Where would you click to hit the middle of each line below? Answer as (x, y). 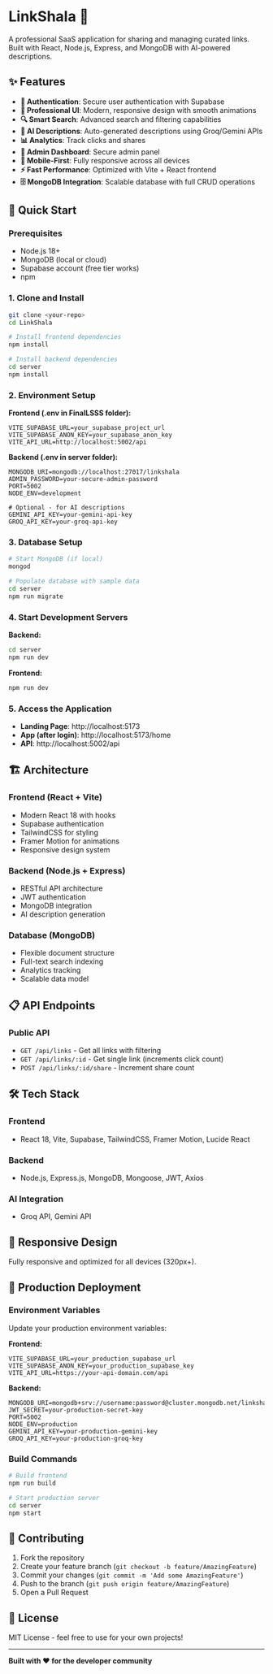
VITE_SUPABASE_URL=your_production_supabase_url (92, 1359)
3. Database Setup (45, 542)
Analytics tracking (50, 970)
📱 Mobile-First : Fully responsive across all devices (105, 160)
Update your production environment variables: (88, 1328)
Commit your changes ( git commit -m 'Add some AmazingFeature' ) (132, 1575)
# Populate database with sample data (74, 581)
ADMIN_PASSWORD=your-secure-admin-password (83, 479)
